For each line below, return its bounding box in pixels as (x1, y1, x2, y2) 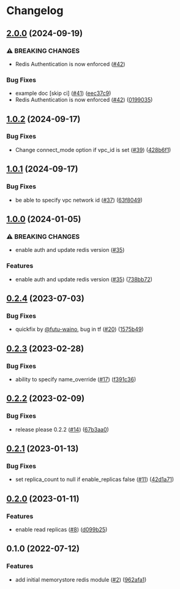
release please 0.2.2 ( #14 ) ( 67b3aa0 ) (15, 425, 109, 433)
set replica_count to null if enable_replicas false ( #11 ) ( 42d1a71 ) (15, 476, 174, 483)
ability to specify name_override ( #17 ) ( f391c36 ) (15, 375, 137, 383)
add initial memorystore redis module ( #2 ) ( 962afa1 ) (15, 576, 147, 583)
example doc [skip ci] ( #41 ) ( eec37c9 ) (15, 89, 111, 97)
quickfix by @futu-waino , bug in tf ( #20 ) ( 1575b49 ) (15, 325, 144, 333)
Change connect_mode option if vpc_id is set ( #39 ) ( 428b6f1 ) (15, 146, 171, 153)
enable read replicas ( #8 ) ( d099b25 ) (15, 525, 108, 533)
